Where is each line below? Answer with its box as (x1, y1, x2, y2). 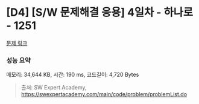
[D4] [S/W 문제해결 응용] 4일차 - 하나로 (6, 5, 194, 19)
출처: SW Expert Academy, (21, 84, 87, 91)
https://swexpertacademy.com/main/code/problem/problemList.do (21, 91, 188, 98)
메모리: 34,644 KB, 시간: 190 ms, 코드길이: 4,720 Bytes (6, 71, 139, 79)
